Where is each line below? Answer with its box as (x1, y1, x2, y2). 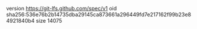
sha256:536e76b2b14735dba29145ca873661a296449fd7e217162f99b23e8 (6, 11, 192, 18)
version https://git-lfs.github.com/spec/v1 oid (6, 5, 117, 12)
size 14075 (36, 17, 62, 24)
